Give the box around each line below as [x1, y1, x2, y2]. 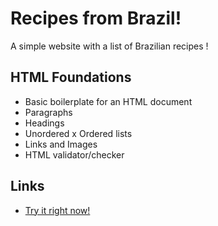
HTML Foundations [10, 69, 132, 86]
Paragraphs [24, 106, 73, 118]
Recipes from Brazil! [10, 7, 182, 30]
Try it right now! [24, 204, 91, 216]
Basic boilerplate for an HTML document [24, 95, 193, 107]
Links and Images [24, 138, 98, 150]
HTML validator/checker [24, 148, 125, 161]
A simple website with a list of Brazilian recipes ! [10, 40, 209, 52]
